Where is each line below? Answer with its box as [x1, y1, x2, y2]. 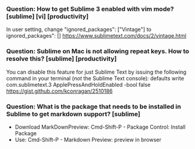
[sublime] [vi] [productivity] [6, 12, 89, 20]
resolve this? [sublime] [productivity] [6, 54, 117, 63]
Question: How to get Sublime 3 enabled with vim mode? [6, 5, 175, 13]
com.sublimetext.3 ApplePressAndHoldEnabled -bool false [6, 81, 151, 88]
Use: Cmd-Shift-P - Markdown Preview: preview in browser [14, 136, 162, 143]
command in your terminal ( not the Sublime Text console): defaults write [6, 74, 184, 82]
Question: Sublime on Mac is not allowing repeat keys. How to [6, 47, 190, 56]
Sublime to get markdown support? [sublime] [6, 110, 141, 118]
